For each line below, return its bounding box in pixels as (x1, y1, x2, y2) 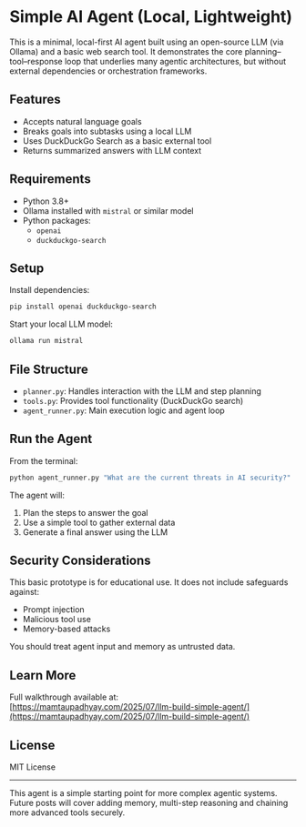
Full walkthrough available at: (9, 691, 119, 702)
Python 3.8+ (22, 196, 70, 207)
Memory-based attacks (22, 623, 111, 634)
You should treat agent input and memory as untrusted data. (9, 641, 236, 652)
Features (9, 92, 61, 107)
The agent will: (9, 489, 66, 500)
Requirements (9, 171, 91, 187)
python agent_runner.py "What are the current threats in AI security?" (9, 473, 291, 482)
